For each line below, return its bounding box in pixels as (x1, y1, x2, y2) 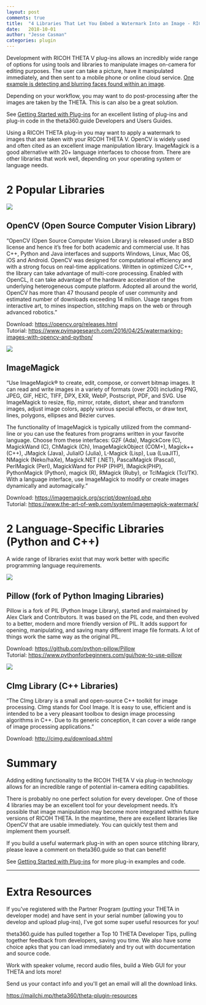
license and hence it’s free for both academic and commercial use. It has (6, 243, 190, 251)
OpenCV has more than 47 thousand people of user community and (6, 289, 178, 296)
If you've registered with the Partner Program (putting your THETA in (6, 905, 180, 912)
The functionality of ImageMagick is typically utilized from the (6, 423, 162, 431)
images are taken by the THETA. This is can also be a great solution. (6, 99, 179, 106)
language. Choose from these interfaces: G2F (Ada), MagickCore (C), (6, 436, 182, 444)
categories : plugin (6, 37, 56, 44)
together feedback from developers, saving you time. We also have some (6, 937, 191, 944)
